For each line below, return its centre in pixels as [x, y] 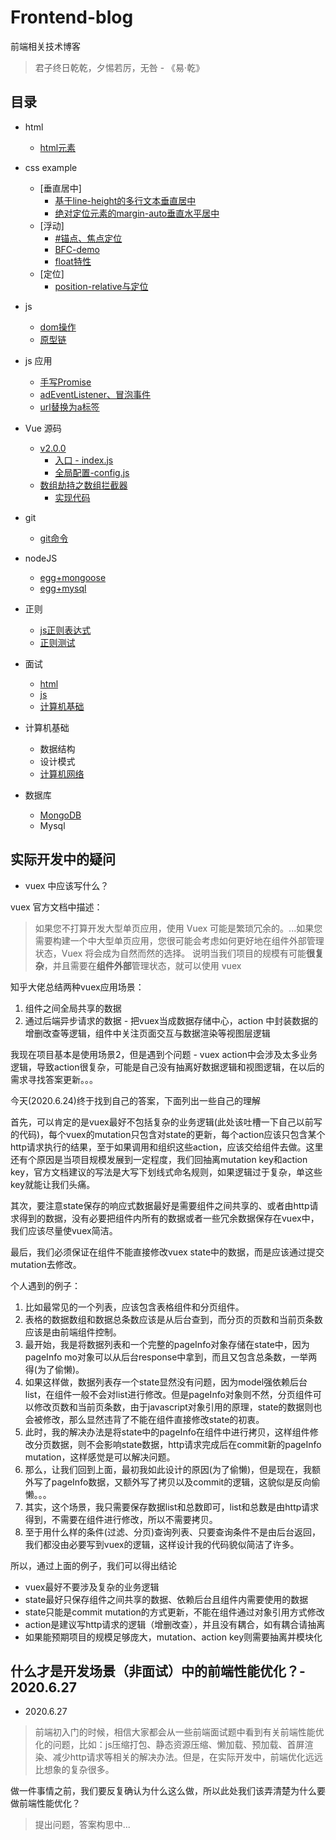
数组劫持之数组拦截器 [83, 485]
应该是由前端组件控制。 [73, 1332]
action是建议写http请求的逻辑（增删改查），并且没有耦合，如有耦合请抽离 [175, 1624]
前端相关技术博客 [45, 46]
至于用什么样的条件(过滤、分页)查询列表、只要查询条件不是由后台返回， [173, 1532]
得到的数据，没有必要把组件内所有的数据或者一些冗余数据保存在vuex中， [169, 1218]
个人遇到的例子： [45, 1285]
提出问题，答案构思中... [82, 1825]
